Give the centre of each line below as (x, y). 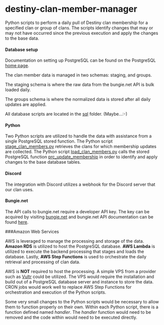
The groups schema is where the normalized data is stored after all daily (78, 100)
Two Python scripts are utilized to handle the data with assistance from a (78, 136)
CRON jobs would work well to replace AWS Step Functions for (68, 287)
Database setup (22, 50)
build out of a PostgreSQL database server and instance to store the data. (79, 282)
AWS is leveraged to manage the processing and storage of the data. (75, 241)
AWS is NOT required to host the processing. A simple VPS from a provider (81, 271)
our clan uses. (19, 189)
